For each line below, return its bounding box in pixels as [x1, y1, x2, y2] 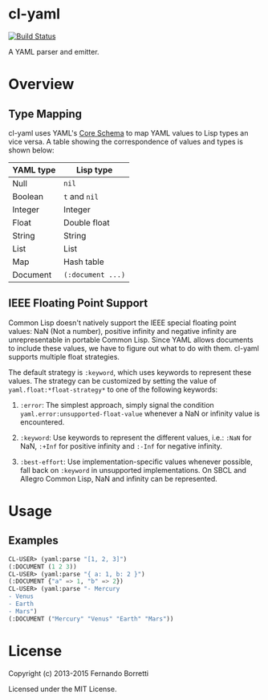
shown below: [8, 145, 55, 155]
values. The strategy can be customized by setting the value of [8, 376, 217, 385]
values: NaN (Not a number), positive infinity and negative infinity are [8, 326, 237, 336]
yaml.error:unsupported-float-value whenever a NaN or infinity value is [19, 409, 261, 418]
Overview [8, 75, 75, 93]
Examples [8, 534, 59, 547]
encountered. [19, 417, 65, 426]
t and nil [63, 190, 99, 201]
